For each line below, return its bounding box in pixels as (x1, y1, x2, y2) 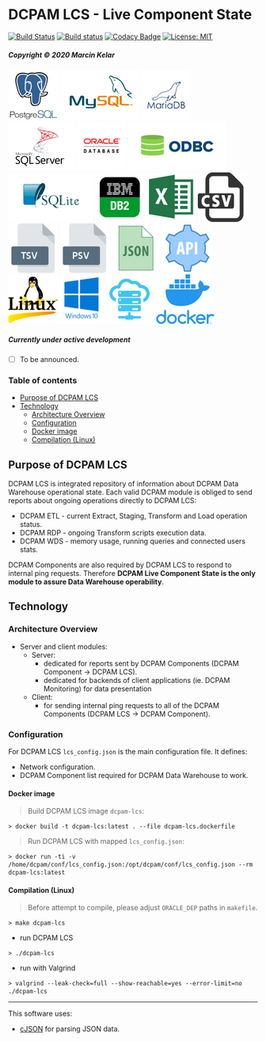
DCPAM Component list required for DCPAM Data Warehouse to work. (19, 771, 249, 780)
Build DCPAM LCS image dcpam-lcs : (27, 806, 145, 816)
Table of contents (8, 375, 78, 386)
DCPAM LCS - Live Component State (8, 6, 253, 24)
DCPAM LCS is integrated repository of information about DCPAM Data (8, 479, 239, 489)
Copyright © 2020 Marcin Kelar (8, 50, 115, 59)
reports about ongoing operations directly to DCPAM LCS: (8, 496, 197, 505)
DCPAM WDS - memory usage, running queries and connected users (19, 536, 246, 546)
